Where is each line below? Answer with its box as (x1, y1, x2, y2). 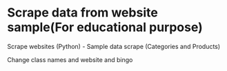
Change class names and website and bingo (7, 55, 133, 63)
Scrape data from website (7, 5, 159, 21)
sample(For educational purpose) (7, 19, 204, 35)
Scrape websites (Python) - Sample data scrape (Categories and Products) (7, 42, 221, 50)
